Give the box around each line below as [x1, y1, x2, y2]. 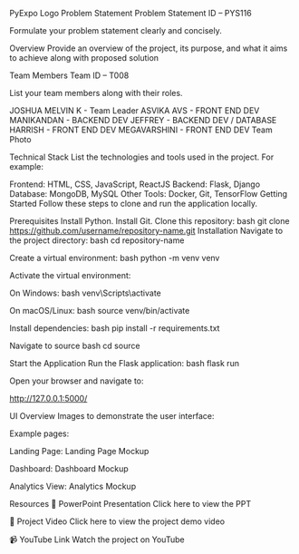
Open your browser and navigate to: [9, 375, 144, 386]
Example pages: [9, 428, 70, 439]
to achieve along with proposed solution [9, 53, 159, 63]
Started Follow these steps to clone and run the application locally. [9, 199, 258, 209]
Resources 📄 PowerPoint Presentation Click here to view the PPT [9, 499, 252, 509]
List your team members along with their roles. [9, 88, 183, 98]
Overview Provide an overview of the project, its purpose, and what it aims [9, 43, 288, 53]
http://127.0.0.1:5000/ [9, 394, 88, 403]
